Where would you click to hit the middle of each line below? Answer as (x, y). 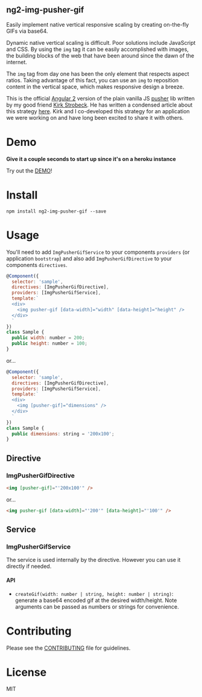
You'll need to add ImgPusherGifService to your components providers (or (98, 252)
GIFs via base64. (27, 31)
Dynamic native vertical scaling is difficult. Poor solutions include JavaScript (101, 42)
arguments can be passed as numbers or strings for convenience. (97, 606)
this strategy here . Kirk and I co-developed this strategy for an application (98, 111)
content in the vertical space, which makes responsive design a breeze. (95, 87)
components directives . (37, 265)
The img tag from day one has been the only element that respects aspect (98, 74)
